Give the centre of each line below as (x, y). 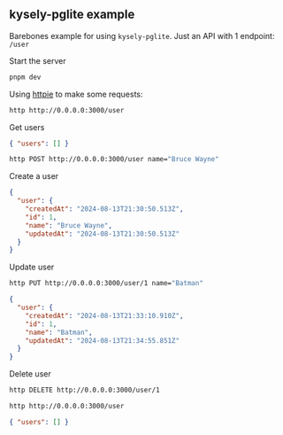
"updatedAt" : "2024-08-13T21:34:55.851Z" (102, 340)
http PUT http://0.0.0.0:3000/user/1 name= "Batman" (106, 284)
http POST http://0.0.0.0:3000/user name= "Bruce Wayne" (114, 159)
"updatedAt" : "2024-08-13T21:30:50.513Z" (102, 234)
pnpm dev (25, 77)
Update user (32, 267)
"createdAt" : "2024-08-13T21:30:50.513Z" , (104, 209)
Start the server (38, 60)
